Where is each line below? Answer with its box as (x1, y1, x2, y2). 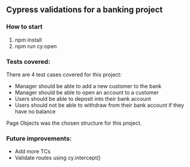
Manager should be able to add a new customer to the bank (14, 82, 162, 89)
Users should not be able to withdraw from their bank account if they (14, 101, 185, 109)
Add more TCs (14, 148, 51, 155)
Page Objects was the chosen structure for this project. (6, 119, 142, 126)
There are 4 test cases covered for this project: (6, 71, 122, 78)
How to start (6, 23, 43, 31)
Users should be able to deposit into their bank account (14, 95, 151, 102)
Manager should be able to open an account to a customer (14, 89, 159, 96)
